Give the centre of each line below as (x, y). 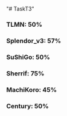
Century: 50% (28, 106)
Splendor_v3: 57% (34, 41)
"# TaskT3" (20, 9)
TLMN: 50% (24, 24)
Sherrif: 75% (25, 73)
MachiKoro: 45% (32, 89)
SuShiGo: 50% (28, 57)
